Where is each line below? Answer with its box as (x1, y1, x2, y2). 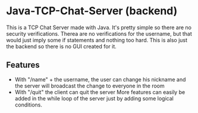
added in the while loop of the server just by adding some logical (14, 95, 174, 102)
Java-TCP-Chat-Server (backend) (6, 4, 178, 18)
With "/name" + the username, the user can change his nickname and (14, 76, 186, 83)
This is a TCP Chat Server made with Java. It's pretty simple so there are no (6, 24, 192, 31)
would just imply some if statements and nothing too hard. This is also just (6, 36, 188, 43)
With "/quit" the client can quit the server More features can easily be (14, 88, 186, 96)
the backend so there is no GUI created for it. (6, 43, 117, 50)
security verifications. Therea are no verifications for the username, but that (6, 30, 192, 37)
